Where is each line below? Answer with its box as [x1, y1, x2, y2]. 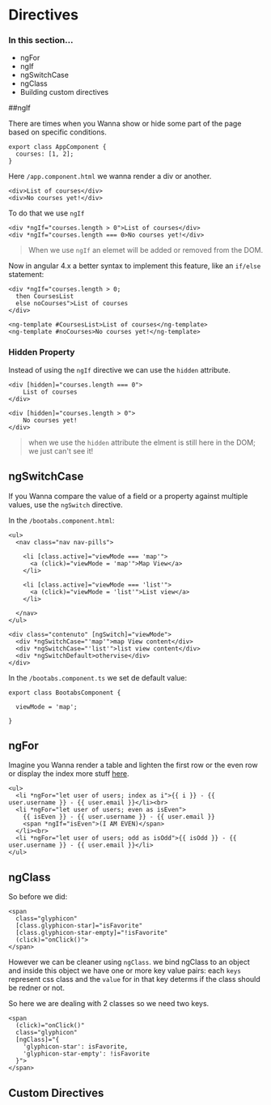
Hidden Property [8, 347, 75, 358]
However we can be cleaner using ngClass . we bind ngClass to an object [8, 958, 250, 967]
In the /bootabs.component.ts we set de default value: [8, 672, 188, 682]
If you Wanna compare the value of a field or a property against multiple [8, 491, 248, 501]
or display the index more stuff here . [8, 769, 129, 779]
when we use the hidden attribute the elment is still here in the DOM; [28, 437, 256, 447]
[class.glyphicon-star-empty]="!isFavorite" [15, 929, 168, 937]
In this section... [8, 35, 74, 46]
